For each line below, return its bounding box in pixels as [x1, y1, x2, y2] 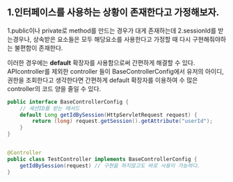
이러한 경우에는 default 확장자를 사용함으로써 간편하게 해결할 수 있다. [7, 58, 195, 67]
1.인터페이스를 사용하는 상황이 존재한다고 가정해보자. [7, 6, 220, 19]
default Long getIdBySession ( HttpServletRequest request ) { [19, 111, 198, 118]
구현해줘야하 [192, 35, 227, 43]
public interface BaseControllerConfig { [7, 98, 129, 106]
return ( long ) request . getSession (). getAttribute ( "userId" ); [32, 117, 214, 125]
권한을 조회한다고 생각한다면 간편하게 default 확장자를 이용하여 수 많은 [7, 76, 198, 84]
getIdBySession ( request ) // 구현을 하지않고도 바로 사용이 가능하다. [19, 162, 200, 169]
